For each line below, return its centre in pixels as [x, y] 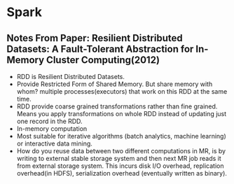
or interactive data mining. [54, 143]
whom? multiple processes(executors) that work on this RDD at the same [122, 91]
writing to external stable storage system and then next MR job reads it [119, 158]
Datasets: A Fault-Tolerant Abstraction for [100, 49]
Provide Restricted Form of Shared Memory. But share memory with [115, 84]
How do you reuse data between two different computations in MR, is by [121, 151]
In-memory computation [52, 129]
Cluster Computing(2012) [103, 60]
